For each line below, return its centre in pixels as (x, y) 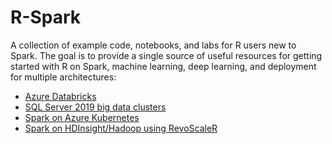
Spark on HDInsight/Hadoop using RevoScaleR (121, 128)
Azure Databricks (60, 96)
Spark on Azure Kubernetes (82, 117)
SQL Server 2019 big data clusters (95, 107)
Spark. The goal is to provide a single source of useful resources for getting (166, 55)
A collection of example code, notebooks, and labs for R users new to (153, 45)
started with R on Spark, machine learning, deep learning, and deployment (163, 66)
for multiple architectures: (63, 77)
